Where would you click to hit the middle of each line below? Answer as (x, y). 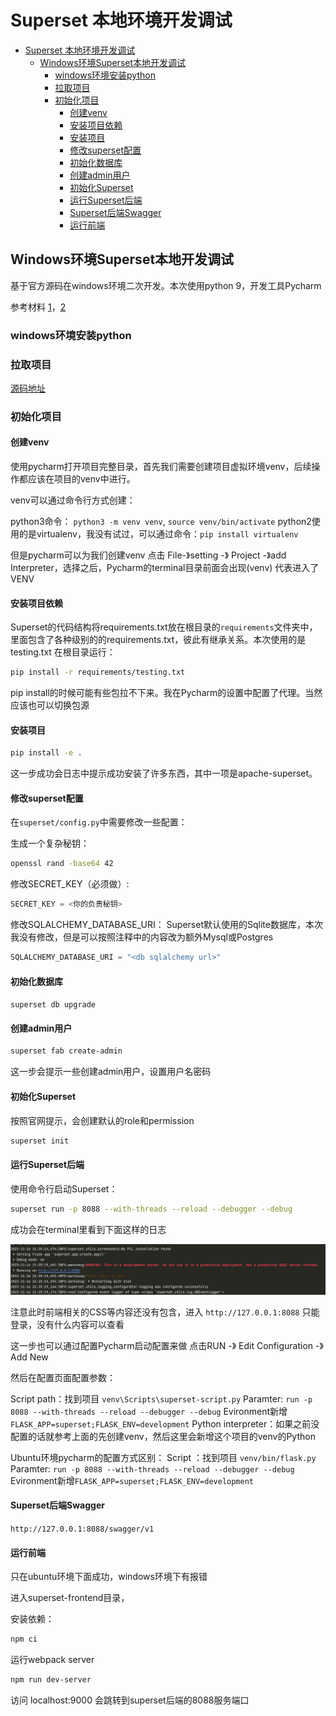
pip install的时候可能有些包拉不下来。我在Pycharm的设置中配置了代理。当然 (166, 693)
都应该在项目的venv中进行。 (77, 479)
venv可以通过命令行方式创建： (73, 500)
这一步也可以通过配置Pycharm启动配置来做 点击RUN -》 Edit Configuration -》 (167, 1345)
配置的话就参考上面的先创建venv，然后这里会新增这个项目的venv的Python (163, 1436)
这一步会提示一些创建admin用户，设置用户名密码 (111, 1072)
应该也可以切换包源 (50, 705)
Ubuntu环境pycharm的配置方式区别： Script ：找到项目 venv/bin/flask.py (163, 1457)
